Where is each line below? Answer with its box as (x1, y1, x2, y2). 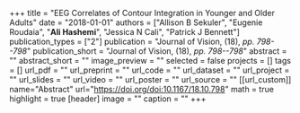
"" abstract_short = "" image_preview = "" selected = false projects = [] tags (9, 56, 292, 65)
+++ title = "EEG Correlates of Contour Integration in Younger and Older (9, 8, 276, 18)
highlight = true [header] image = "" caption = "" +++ (9, 93, 207, 104)
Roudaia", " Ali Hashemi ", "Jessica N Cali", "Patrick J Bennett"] (9, 27, 241, 37)
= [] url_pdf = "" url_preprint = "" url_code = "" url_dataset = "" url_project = (9, 65, 290, 75)
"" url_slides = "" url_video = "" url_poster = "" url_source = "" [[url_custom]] (9, 74, 292, 84)
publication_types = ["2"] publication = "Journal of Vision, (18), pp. (9, 36, 255, 47)
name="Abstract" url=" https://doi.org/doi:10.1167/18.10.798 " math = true (9, 84, 274, 94)
